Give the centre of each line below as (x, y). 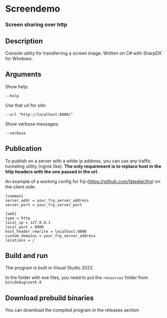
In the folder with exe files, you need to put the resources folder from (77, 278)
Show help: (17, 86)
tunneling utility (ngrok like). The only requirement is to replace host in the (83, 166)
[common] (14, 196)
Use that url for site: (26, 105)
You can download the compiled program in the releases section (72, 310)
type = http (18, 218)
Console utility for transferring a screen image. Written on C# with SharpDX (83, 53)
